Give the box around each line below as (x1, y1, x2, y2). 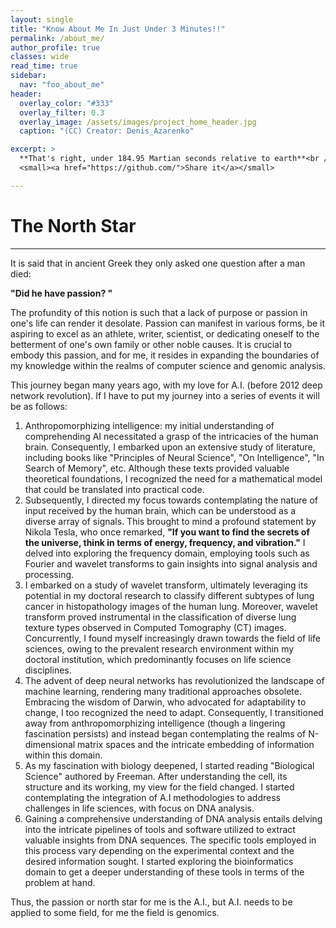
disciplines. (24, 664, 72, 676)
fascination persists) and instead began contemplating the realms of (24, 727, 307, 740)
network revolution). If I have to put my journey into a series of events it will (10, 389, 320, 401)
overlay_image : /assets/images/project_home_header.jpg (19, 117, 257, 127)
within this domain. (24, 749, 103, 761)
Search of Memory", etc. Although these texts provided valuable (24, 462, 290, 474)
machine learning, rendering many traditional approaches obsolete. (24, 685, 302, 697)
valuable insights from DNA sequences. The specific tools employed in (24, 834, 317, 846)
